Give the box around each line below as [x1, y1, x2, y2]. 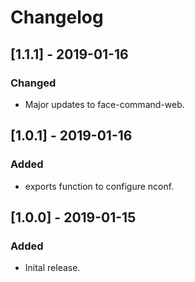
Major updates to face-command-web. [24, 98, 185, 110]
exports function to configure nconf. [24, 180, 175, 192]
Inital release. [24, 262, 81, 274]
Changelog [10, 6, 104, 29]
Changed [10, 76, 57, 90]
